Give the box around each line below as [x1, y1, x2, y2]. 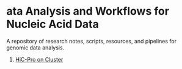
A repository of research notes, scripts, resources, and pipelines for [6, 37, 177, 45]
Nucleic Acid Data [6, 17, 99, 31]
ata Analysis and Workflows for [6, 4, 170, 18]
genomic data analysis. [6, 44, 65, 51]
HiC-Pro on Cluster [15, 56, 64, 63]
